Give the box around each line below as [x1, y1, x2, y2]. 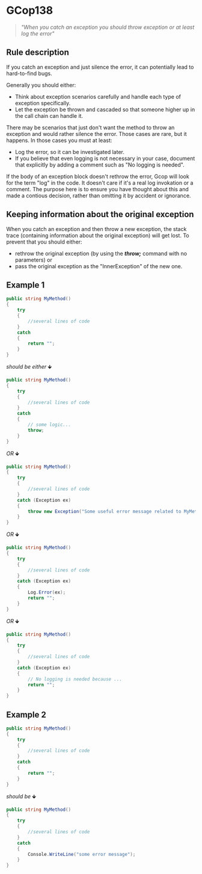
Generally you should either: [6, 81, 76, 88]
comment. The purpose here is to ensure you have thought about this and [6, 185, 189, 192]
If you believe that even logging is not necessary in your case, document [14, 155, 195, 162]
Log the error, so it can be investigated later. [14, 148, 124, 155]
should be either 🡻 [6, 363, 52, 370]
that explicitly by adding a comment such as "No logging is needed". [14, 161, 185, 168]
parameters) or [14, 256, 52, 263]
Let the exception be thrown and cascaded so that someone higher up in [14, 106, 195, 113]
